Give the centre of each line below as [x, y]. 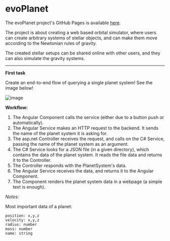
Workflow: [16, 107]
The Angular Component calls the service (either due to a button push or [88, 117]
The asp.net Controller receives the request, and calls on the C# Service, [89, 139]
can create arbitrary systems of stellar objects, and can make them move [81, 38]
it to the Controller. [32, 160]
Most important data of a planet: [39, 206]
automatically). [28, 123]
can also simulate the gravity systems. [45, 58]
